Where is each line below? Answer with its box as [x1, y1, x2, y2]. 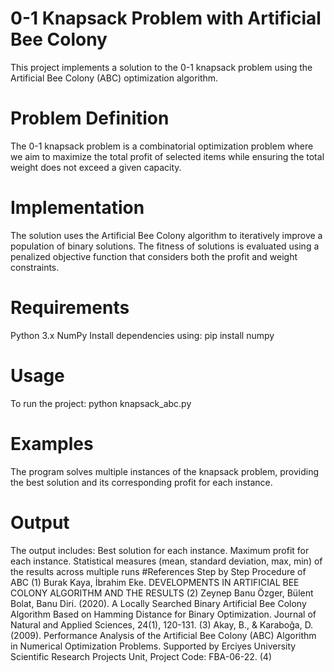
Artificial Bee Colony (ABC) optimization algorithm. [10, 72, 219, 84]
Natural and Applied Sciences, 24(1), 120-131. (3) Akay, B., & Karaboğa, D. [10, 618, 314, 631]
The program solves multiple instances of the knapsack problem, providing [10, 465, 320, 477]
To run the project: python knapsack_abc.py [10, 397, 192, 409]
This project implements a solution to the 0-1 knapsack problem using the [10, 61, 313, 73]
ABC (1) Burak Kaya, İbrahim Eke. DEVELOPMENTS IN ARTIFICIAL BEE [10, 576, 300, 588]
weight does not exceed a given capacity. [10, 161, 182, 173]
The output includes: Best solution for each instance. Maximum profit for [10, 544, 310, 556]
